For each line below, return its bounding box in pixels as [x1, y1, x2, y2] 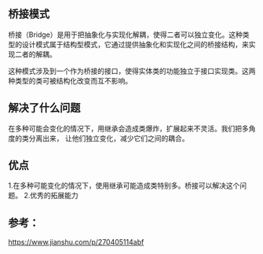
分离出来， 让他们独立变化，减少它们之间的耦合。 [28, 133, 189, 143]
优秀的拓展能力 [30, 191, 79, 201]
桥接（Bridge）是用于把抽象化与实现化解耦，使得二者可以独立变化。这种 [8, 30, 243, 39]
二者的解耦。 [14, 50, 57, 59]
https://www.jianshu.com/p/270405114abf [8, 237, 144, 247]
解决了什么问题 [8, 101, 81, 115]
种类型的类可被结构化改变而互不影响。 [8, 75, 132, 85]
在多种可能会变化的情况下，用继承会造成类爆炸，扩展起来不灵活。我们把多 [8, 123, 249, 133]
